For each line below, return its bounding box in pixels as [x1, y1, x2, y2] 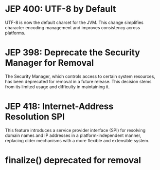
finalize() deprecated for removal [5, 155, 141, 166]
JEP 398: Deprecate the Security [5, 47, 140, 58]
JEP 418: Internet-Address [5, 101, 114, 112]
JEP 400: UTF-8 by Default [5, 3, 116, 15]
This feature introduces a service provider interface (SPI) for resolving [5, 127, 146, 133]
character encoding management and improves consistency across [5, 24, 140, 30]
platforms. [5, 30, 26, 36]
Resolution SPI [5, 111, 65, 122]
